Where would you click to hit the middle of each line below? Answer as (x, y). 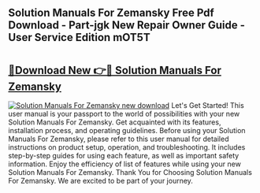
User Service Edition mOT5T (80, 37)
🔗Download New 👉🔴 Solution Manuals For (115, 70)
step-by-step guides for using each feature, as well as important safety (124, 156)
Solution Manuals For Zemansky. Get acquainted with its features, (115, 122)
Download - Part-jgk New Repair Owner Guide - (127, 26)
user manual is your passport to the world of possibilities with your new (124, 114)
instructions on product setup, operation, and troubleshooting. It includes (127, 147)
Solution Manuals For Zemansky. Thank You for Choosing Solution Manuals (130, 172)
